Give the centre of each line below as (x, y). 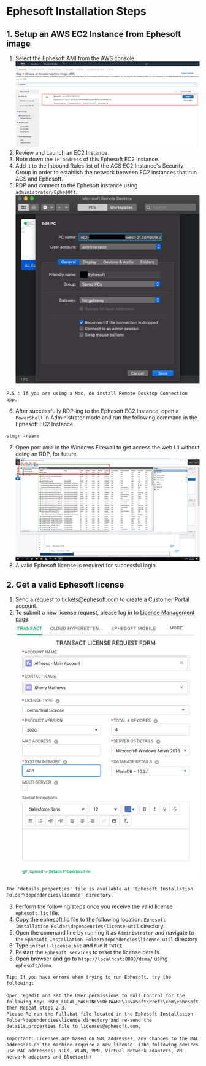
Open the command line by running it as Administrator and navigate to (105, 933)
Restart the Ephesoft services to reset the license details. (88, 952)
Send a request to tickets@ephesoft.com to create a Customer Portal (102, 599)
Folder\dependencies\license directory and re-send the (79, 1021)
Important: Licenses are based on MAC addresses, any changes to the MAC (103, 1039)
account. (26, 606)
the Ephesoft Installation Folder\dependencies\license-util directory (106, 939)
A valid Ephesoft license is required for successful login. (86, 566)
